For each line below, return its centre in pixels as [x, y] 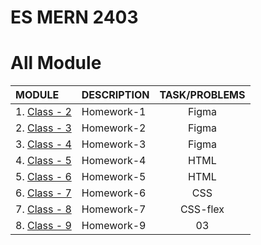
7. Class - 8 [43, 209]
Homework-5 [114, 177]
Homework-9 [114, 226]
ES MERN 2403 [74, 17]
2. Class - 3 [43, 128]
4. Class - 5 [43, 161]
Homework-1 [114, 112]
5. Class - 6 [43, 177]
